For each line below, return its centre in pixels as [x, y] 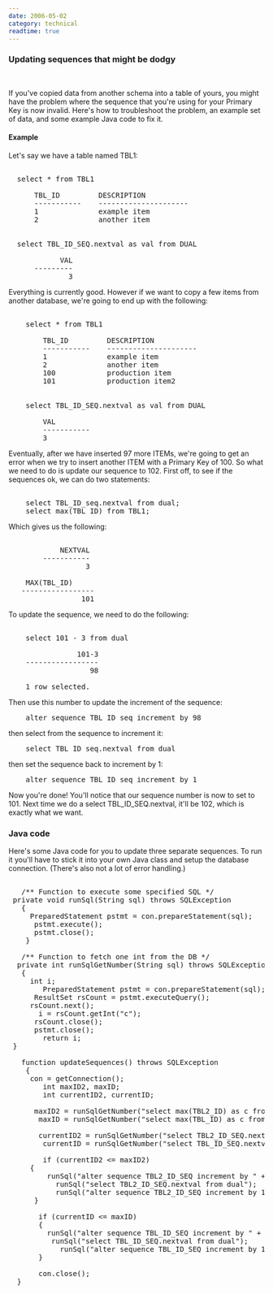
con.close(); [65, 1274]
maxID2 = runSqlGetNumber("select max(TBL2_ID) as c [141, 1111]
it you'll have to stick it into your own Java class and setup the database [129, 860]
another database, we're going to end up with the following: [108, 301]
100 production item [107, 373]
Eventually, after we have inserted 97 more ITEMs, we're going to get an [129, 453]
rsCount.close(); [68, 1022]
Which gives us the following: [58, 526]
